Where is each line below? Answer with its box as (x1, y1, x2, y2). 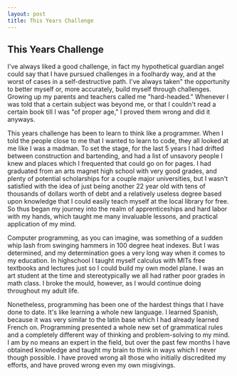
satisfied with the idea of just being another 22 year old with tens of (7, 182, 206, 191)
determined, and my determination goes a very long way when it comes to (7, 249, 226, 257)
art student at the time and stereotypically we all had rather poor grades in (7, 271, 226, 280)
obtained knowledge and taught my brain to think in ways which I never (7, 346, 217, 355)
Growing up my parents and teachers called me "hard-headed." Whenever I (7, 93, 229, 101)
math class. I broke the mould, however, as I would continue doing (7, 279, 201, 288)
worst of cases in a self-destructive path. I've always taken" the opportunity (7, 78, 230, 86)
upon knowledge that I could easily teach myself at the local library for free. (7, 197, 229, 206)
